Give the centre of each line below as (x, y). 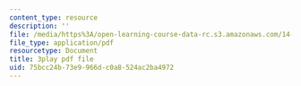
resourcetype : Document (54, 51)
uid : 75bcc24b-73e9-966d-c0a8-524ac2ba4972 (92, 68)
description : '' (39, 26)
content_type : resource (54, 17)
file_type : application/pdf (62, 43)
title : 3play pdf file (52, 59)
